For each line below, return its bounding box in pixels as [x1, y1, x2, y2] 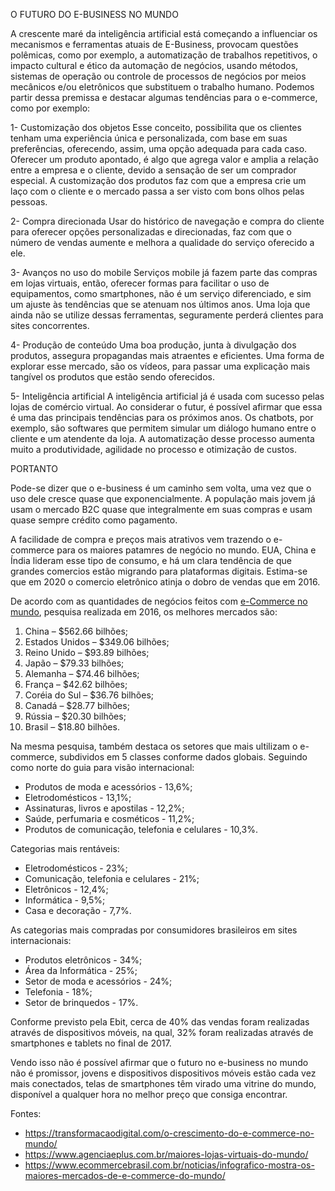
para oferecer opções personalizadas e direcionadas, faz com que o [10, 226, 292, 238]
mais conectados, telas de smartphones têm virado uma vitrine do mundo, [10, 1078, 317, 1089]
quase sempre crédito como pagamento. [10, 514, 178, 526]
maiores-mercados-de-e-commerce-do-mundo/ [24, 1170, 226, 1181]
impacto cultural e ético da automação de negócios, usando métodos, [10, 60, 299, 71]
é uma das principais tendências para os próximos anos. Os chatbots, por [10, 412, 314, 423]
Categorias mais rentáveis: [10, 843, 120, 854]
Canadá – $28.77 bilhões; [24, 700, 130, 711]
